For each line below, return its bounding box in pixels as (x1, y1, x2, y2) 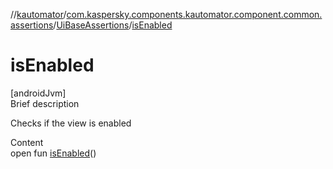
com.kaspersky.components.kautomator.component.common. (66, 9, 323, 20)
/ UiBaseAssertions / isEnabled (53, 19, 173, 31)
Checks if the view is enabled (10, 117, 132, 129)
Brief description (10, 97, 80, 109)
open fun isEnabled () (10, 147, 97, 159)
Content (10, 136, 44, 148)
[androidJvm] (10, 87, 67, 99)
